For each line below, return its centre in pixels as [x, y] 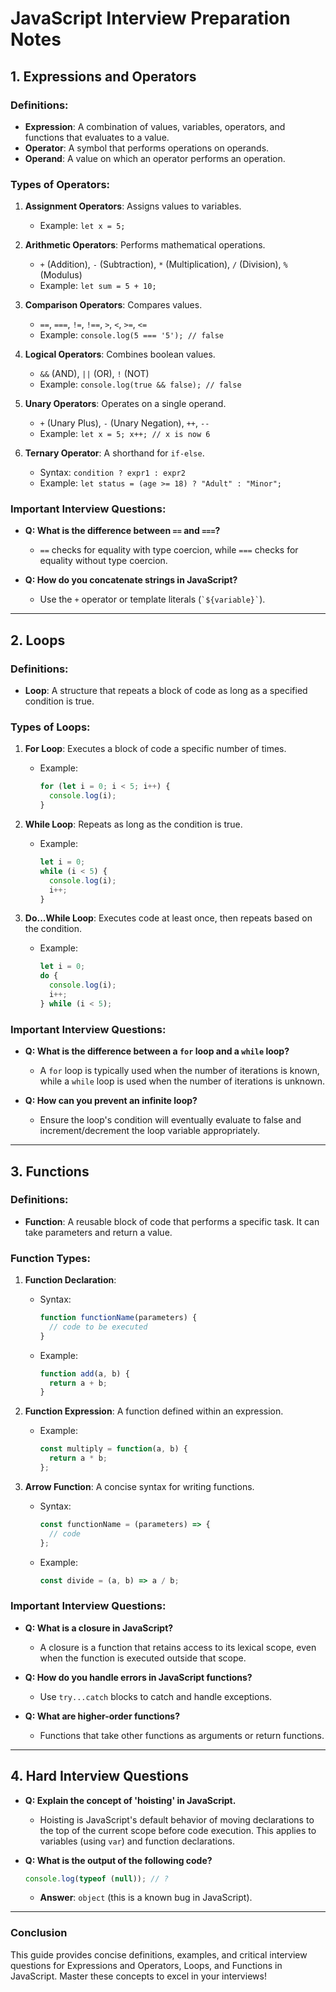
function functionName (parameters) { [118, 1318]
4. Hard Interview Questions [99, 1776]
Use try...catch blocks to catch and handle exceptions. [156, 1696]
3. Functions [50, 1171]
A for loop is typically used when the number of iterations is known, [179, 1071]
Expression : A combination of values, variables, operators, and [155, 126]
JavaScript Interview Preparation [150, 18]
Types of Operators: [60, 184]
